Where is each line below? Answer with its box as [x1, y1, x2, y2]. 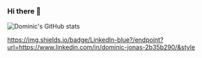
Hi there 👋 [7, 6, 42, 16]
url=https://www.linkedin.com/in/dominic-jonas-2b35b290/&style [7, 43, 196, 52]
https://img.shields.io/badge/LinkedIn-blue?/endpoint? [7, 36, 164, 44]
